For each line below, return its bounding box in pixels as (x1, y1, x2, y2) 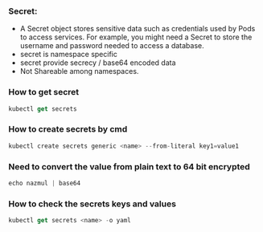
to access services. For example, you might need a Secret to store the (19, 32, 253, 42)
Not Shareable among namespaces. (19, 67, 139, 76)
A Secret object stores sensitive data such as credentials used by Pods (19, 24, 256, 34)
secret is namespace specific (19, 50, 118, 59)
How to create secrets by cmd (8, 124, 128, 135)
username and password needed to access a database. (19, 41, 204, 51)
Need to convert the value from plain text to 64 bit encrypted (8, 161, 251, 172)
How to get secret (8, 87, 80, 98)
